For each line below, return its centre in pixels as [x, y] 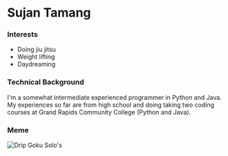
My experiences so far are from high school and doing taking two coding [111, 105]
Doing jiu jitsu [37, 49]
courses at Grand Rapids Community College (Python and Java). [99, 112]
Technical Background [46, 83]
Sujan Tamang [49, 13]
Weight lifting [36, 57]
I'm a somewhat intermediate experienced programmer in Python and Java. [115, 97]
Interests [22, 35]
